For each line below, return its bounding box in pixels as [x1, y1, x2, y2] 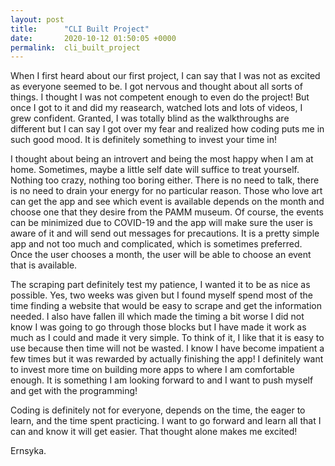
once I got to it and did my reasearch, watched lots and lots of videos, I [10, 102, 303, 114]
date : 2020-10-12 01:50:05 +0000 [10, 33, 177, 43]
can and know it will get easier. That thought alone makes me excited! [10, 426, 298, 438]
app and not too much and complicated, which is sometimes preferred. [10, 238, 303, 250]
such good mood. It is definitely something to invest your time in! [10, 134, 278, 146]
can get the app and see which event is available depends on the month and [10, 196, 325, 208]
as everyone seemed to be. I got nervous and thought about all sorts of [10, 81, 303, 93]
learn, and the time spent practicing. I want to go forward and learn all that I [10, 415, 322, 427]
